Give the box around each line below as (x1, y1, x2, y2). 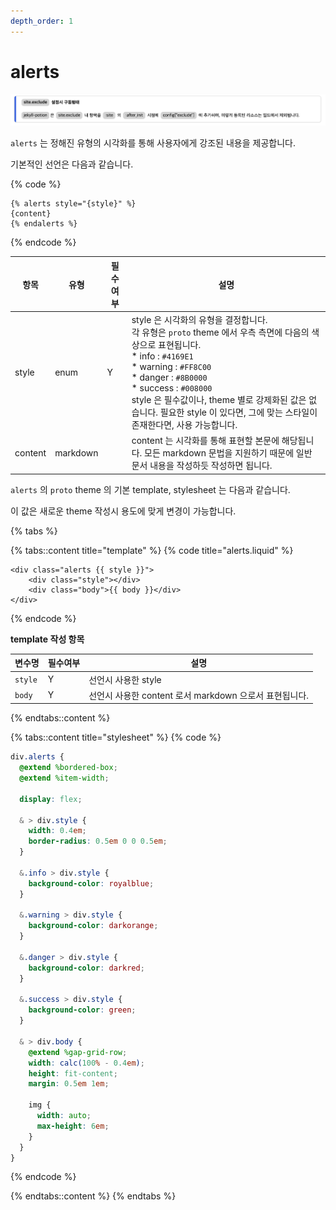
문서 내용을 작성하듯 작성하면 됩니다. (131, 460, 273, 472)
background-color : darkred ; (28, 963, 145, 973)
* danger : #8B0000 (131, 371, 208, 384)
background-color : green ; (28, 1005, 137, 1015)
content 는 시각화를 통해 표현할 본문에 (131, 435, 280, 447)
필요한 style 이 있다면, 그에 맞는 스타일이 (159, 406, 318, 419)
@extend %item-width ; (19, 773, 110, 784)
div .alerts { (10, 752, 65, 762)
